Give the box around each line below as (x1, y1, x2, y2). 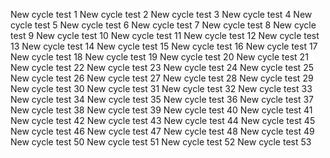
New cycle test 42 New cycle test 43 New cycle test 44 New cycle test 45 (10, 115, 316, 126)
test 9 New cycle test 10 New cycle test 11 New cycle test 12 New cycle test (10, 30, 320, 41)
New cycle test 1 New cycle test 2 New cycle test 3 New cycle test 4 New (10, 9, 313, 20)
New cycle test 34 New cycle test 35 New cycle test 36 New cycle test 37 (10, 94, 315, 105)
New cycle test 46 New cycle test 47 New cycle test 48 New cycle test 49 (10, 125, 315, 137)
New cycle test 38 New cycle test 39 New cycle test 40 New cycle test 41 (10, 104, 313, 116)
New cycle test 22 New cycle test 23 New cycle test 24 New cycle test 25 (10, 62, 314, 73)
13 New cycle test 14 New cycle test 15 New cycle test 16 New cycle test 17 (10, 40, 318, 52)
